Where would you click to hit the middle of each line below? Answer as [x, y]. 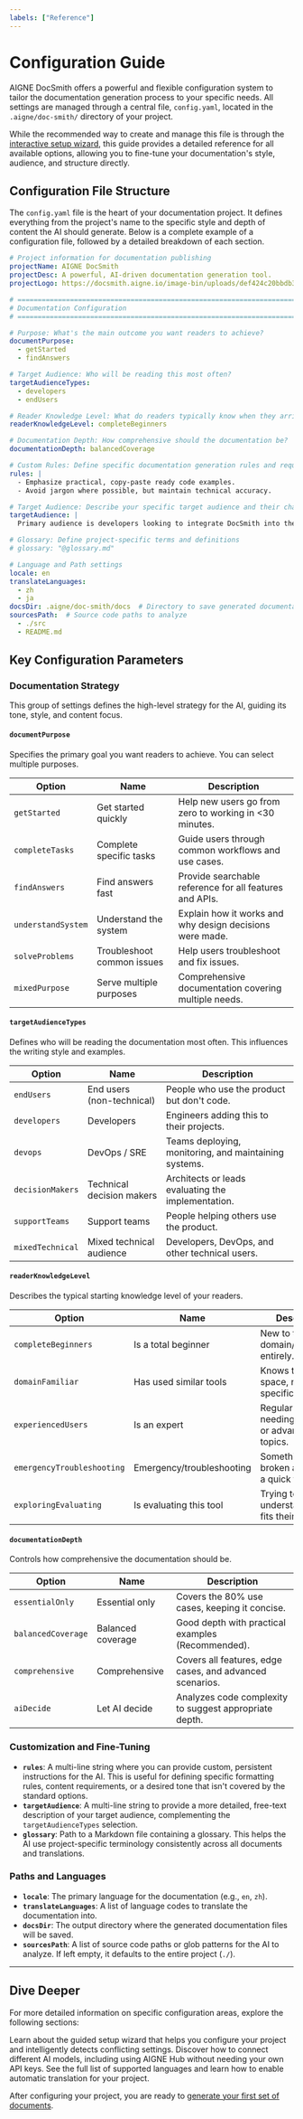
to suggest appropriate [224, 1709]
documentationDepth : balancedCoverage [82, 449]
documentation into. [60, 1915]
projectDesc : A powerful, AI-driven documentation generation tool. [141, 275]
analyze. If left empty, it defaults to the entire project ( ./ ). [129, 1954]
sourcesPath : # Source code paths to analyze [98, 616]
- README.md [40, 632]
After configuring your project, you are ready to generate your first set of [144, 2095]
